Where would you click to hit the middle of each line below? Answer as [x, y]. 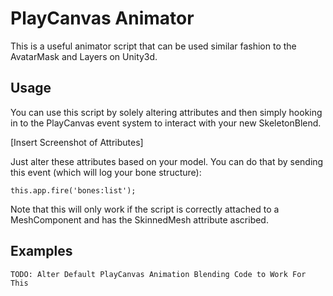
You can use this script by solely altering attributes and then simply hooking [166, 112]
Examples [41, 251]
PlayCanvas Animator [102, 18]
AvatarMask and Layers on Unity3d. [84, 56]
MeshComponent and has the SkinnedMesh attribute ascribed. [139, 219]
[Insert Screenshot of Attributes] [77, 142]
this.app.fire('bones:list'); [73, 190]
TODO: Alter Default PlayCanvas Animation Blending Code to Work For [158, 274]
